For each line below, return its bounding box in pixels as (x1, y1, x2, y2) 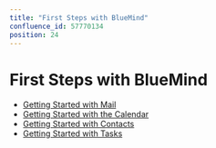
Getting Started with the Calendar (22, 109, 149, 120)
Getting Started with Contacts (22, 119, 135, 130)
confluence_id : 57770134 (9, 22, 104, 31)
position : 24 (9, 30, 59, 39)
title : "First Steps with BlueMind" (9, 13, 149, 23)
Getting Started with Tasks (22, 128, 123, 139)
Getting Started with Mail (22, 99, 117, 110)
